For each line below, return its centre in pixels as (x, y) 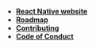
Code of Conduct (44, 36)
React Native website (52, 11)
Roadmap (32, 20)
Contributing (37, 28)
